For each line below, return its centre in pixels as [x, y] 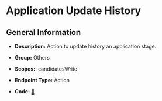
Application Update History [74, 11]
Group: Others [32, 58]
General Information [44, 32]
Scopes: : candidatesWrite [46, 69]
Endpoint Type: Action [42, 80]
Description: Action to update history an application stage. [85, 46]
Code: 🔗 [25, 91]
